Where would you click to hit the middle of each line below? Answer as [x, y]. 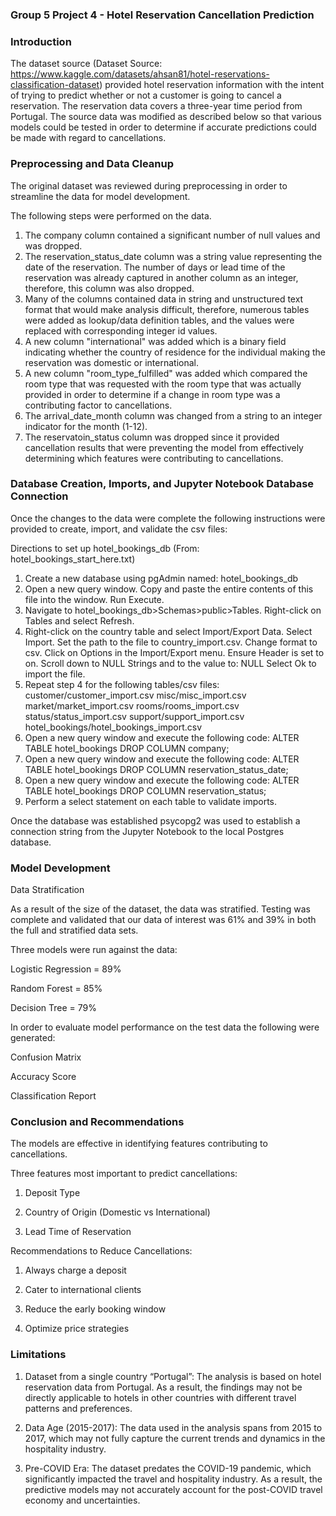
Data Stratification [47, 890]
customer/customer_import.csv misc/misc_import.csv [135, 695]
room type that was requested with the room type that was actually [163, 384]
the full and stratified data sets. [74, 930]
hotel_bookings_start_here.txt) [73, 559]
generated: [33, 1038]
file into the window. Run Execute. [94, 599]
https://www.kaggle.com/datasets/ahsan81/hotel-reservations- [140, 74]
